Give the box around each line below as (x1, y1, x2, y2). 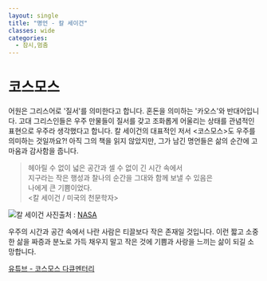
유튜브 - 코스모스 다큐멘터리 (8, 264, 95, 274)
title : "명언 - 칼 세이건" (8, 19, 88, 27)
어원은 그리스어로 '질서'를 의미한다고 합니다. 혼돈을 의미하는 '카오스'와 (8, 106, 226, 116)
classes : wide (8, 26, 56, 34)
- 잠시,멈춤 (15, 42, 49, 49)
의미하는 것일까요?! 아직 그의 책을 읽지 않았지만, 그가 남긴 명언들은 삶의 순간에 (8, 137, 249, 146)
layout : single (8, 11, 59, 20)
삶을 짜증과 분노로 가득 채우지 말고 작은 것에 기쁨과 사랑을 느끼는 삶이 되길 (16, 237, 246, 247)
